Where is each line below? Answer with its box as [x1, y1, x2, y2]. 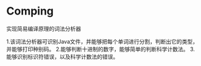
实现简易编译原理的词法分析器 [6, 25, 81, 32]
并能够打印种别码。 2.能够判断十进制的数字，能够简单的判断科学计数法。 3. [6, 45, 195, 53]
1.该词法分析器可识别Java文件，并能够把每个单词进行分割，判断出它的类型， [6, 38, 199, 45]
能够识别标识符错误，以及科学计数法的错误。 [6, 53, 119, 60]
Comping [6, 4, 54, 18]
